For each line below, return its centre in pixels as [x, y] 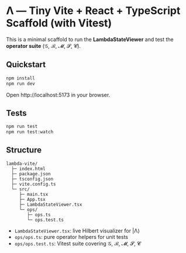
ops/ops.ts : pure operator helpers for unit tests [71, 237]
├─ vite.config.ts [34, 184]
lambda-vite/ [22, 164]
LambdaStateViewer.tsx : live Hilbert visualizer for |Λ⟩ [77, 231]
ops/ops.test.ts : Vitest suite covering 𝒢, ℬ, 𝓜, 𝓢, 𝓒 [77, 243]
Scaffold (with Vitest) [59, 23]
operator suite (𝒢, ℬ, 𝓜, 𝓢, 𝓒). [43, 46]
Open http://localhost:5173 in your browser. [58, 95]
